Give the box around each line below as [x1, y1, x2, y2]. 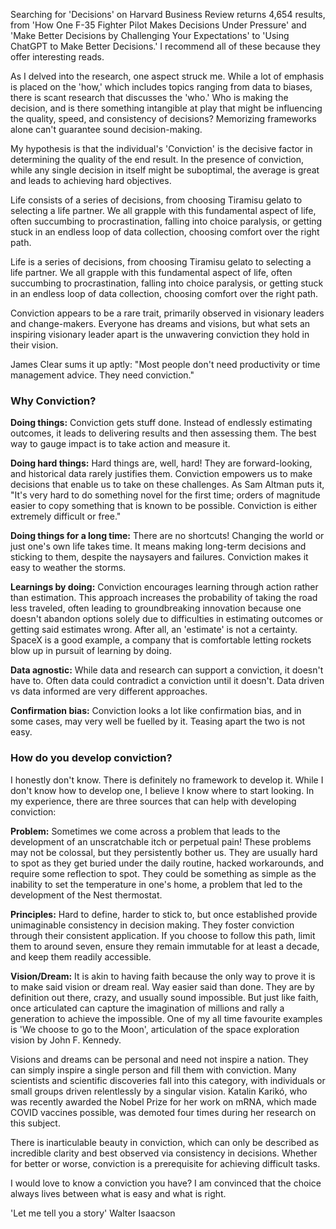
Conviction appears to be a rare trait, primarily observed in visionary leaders [10, 307, 325, 319]
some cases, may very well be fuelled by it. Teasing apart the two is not [10, 715, 306, 728]
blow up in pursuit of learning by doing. [10, 645, 172, 657]
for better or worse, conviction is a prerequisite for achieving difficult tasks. [10, 1157, 321, 1169]
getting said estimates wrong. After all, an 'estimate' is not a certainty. [10, 624, 298, 636]
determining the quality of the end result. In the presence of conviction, [10, 154, 304, 165]
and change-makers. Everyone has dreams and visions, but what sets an [10, 318, 311, 329]
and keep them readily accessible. [10, 950, 152, 963]
